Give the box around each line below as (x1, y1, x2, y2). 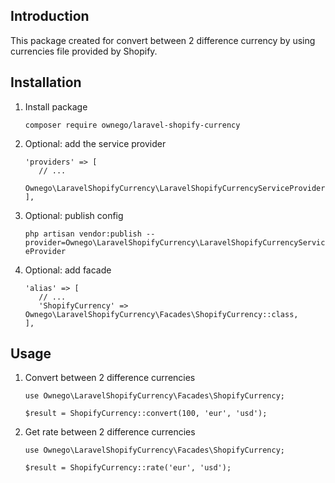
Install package (24, 100, 88, 113)
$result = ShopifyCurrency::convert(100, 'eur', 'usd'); (24, 409, 268, 419)
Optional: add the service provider (24, 137, 167, 149)
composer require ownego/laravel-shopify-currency (24, 120, 241, 130)
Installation (10, 74, 82, 91)
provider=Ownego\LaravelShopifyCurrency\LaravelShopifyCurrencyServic (24, 237, 326, 248)
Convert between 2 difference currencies (24, 372, 196, 384)
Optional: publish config (24, 209, 124, 221)
